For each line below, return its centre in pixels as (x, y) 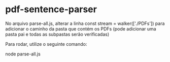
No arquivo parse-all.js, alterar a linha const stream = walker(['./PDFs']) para (85, 23)
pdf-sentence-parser (51, 9)
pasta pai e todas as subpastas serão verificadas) (57, 34)
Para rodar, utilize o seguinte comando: (46, 44)
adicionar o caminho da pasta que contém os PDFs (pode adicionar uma (81, 28)
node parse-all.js (23, 54)
